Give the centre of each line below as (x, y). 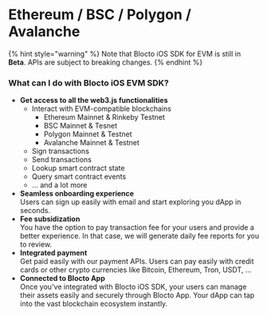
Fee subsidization (50, 219)
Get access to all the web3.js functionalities (94, 101)
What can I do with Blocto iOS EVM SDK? (88, 83)
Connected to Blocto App (62, 278)
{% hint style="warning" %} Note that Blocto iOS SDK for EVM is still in (125, 53)
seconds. (35, 211)
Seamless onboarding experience (77, 194)
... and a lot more (59, 185)
